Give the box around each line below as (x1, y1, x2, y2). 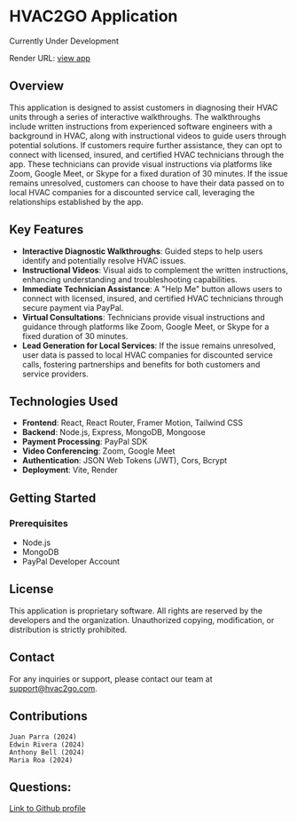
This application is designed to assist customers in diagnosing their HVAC (9, 102, 278, 113)
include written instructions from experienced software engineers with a (9, 121, 273, 131)
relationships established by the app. (9, 196, 144, 207)
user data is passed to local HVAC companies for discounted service (21, 349, 273, 360)
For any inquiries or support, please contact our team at (9, 673, 213, 684)
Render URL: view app (9, 52, 91, 63)
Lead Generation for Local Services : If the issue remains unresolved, (21, 340, 277, 351)
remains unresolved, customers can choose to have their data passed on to (9, 178, 285, 188)
